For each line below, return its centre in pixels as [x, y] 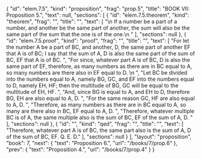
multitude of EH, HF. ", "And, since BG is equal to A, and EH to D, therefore [98, 92]
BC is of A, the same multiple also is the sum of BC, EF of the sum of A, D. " [100, 117]
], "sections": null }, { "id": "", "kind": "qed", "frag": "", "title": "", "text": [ [95, 124]
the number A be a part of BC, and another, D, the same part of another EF [98, 47]
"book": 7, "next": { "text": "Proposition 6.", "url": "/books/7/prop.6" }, [92, 143]
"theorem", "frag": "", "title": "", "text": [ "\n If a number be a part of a [92, 21]
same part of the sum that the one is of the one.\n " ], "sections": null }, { [96, 34]
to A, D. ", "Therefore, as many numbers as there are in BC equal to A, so [96, 104]
